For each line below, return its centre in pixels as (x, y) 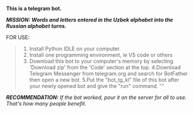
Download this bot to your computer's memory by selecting (101, 61)
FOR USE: (18, 37)
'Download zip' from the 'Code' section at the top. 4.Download (105, 67)
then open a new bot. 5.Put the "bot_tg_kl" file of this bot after (104, 80)
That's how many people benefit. (46, 104)
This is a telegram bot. (34, 8)
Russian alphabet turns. (36, 26)
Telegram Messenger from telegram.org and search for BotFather (108, 73)
